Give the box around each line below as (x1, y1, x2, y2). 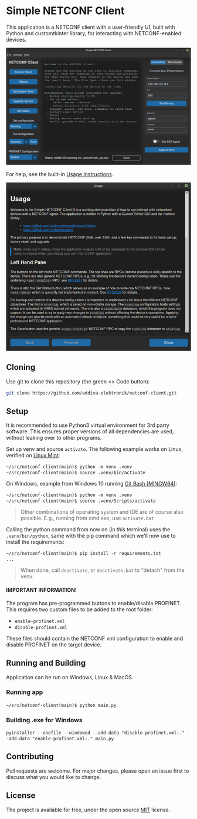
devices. (6, 36, 27, 43)
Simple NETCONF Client (6, 4, 125, 18)
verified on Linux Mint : (6, 452, 60, 459)
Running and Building (6, 658, 86, 668)
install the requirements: (6, 538, 64, 545)
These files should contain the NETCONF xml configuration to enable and (6, 635, 184, 642)
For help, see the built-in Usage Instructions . (6, 171, 114, 178)
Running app (6, 688, 43, 696)
